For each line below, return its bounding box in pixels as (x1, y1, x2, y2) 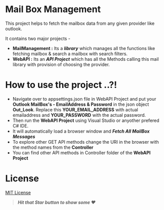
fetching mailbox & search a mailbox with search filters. (12, 51, 128, 57)
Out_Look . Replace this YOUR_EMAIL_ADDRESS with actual (12, 106, 138, 112)
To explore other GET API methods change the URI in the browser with (12, 139, 159, 145)
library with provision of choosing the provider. (12, 61, 110, 67)
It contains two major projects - (5, 35, 71, 41)
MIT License (5, 189, 31, 195)
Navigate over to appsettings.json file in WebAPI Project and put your (12, 96, 156, 102)
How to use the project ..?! (5, 79, 117, 91)
